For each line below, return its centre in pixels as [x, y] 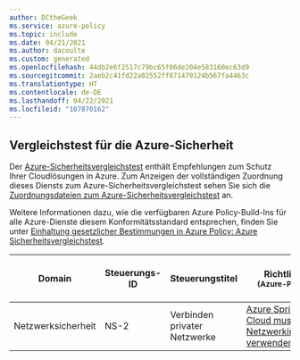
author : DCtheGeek [43, 17]
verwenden [270, 343]
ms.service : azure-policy [57, 26]
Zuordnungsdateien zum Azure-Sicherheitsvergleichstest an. [121, 195]
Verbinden [192, 315]
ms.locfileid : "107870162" [59, 109]
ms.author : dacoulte [48, 51]
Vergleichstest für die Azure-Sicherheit [121, 145]
